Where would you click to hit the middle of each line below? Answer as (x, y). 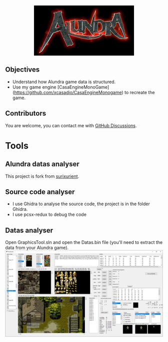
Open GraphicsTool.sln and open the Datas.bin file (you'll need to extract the (84, 242)
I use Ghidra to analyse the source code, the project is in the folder (81, 204)
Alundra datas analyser (42, 164)
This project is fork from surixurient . (42, 176)
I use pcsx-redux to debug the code (49, 215)
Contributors (26, 113)
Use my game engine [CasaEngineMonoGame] (61, 87)
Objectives (22, 70)
